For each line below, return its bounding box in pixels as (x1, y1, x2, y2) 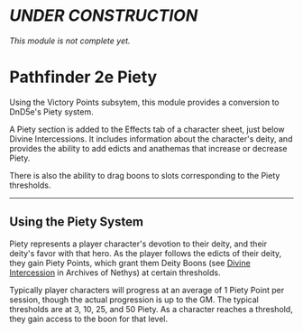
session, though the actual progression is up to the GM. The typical (9, 294, 259, 305)
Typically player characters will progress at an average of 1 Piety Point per (9, 284, 285, 295)
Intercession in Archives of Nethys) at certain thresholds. (9, 267, 221, 278)
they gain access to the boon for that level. (9, 313, 169, 324)
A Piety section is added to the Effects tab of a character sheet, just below (9, 124, 286, 134)
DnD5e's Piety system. (9, 106, 94, 117)
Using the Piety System (9, 214, 144, 230)
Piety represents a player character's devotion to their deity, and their (9, 238, 268, 249)
